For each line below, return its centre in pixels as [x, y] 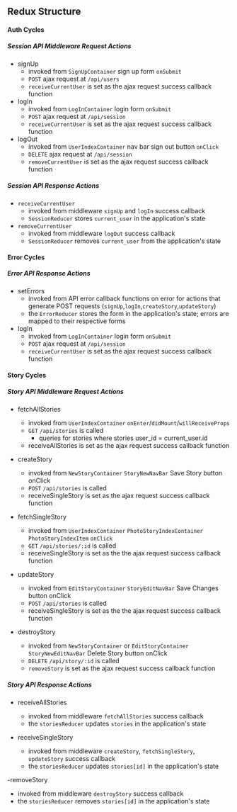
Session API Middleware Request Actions [69, 46]
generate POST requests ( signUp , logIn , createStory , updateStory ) [122, 306]
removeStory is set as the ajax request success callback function [122, 668]
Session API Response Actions [53, 185]
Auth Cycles [26, 29]
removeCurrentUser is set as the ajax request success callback [118, 162]
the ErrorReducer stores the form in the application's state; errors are [128, 314]
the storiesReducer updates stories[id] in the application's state [123, 766]
